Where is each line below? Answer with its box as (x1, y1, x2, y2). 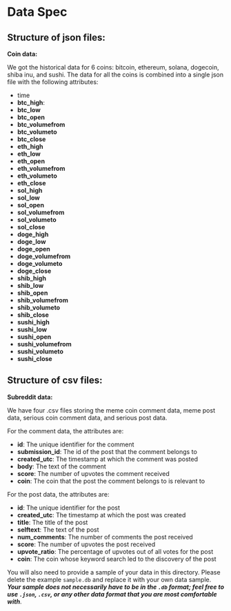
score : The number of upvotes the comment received (17, 469, 170, 477)
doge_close (17, 267, 52, 275)
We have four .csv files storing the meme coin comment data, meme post (7, 406, 216, 414)
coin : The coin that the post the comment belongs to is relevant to (17, 477, 205, 485)
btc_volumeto (17, 128, 57, 136)
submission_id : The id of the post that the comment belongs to (17, 447, 198, 455)
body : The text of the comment (17, 462, 107, 470)
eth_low (17, 149, 41, 158)
